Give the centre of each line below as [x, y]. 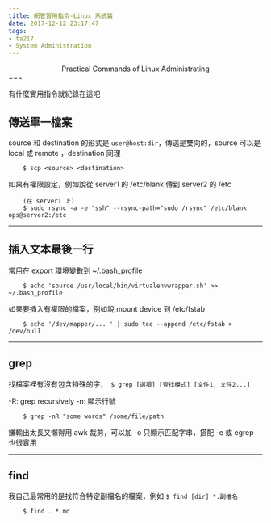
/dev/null [25, 331]
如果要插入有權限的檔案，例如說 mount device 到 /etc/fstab [107, 308]
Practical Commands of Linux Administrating [135, 69]
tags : [17, 31]
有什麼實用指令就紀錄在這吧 [54, 94]
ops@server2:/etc [38, 215]
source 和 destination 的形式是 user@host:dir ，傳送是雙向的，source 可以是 [135, 143]
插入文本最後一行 [51, 250]
